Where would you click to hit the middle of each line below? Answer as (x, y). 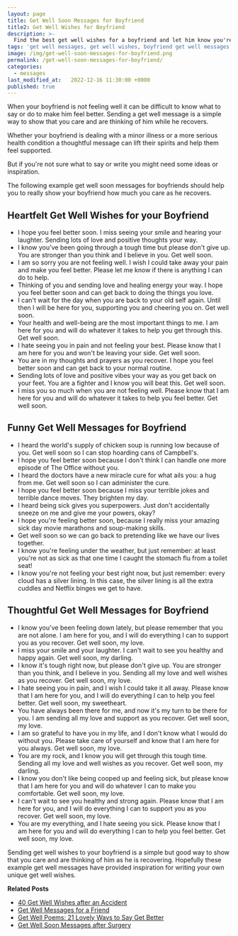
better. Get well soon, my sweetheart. (72, 703)
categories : (25, 67)
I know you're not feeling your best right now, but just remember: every (121, 573)
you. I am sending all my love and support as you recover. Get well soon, (123, 718)
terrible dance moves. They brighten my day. (83, 498)
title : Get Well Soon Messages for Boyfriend (75, 21)
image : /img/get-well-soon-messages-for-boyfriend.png (90, 54)
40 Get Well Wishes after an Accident (72, 902)
